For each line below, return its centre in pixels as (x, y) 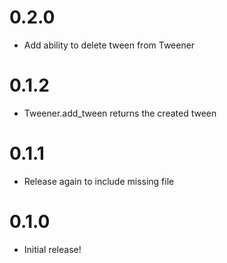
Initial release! (52, 249)
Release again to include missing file (99, 181)
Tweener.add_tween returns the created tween (120, 113)
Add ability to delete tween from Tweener (109, 45)
